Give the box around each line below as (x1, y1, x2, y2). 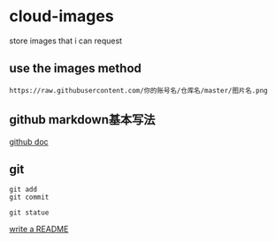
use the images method (9, 61, 142, 76)
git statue (9, 208, 50, 217)
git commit (9, 193, 50, 202)
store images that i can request (9, 35, 122, 46)
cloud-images (9, 6, 114, 26)
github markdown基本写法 (9, 112, 156, 127)
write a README (9, 223, 69, 235)
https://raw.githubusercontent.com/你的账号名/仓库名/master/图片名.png (9, 86, 268, 95)
